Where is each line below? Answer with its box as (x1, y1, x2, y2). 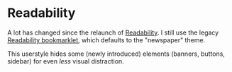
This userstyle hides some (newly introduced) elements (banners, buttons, (7, 49, 226, 58)
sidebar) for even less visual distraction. (7, 56, 124, 65)
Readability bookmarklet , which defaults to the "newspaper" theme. (7, 35, 206, 44)
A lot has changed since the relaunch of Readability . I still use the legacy (7, 28, 219, 37)
